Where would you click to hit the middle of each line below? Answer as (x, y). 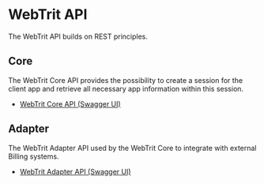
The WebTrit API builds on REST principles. (78, 36)
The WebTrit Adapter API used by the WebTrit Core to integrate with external (132, 148)
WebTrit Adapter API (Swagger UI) (75, 171)
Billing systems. (34, 156)
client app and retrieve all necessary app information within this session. (126, 88)
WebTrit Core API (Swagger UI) (70, 103)
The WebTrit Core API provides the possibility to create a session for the (126, 80)
